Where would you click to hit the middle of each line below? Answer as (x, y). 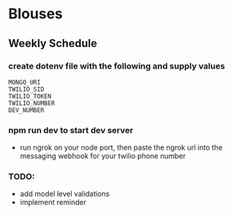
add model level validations (65, 194)
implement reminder (53, 202)
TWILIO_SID (26, 89)
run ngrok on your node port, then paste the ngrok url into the (121, 147)
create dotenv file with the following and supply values (117, 66)
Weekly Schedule (53, 43)
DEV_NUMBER (26, 110)
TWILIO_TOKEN (30, 96)
